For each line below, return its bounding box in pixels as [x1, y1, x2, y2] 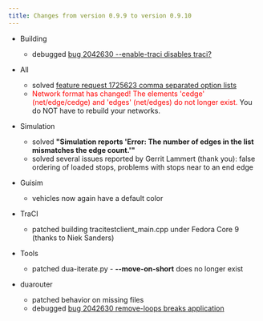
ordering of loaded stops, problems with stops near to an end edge [31, 162, 254, 172]
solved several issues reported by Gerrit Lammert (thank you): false [31, 154, 256, 163]
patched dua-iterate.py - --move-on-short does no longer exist [31, 263, 244, 273]
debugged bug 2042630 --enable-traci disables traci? [31, 49, 212, 58]
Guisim [19, 178, 43, 187]
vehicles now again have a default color [31, 193, 164, 203]
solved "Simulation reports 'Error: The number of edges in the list [31, 137, 254, 146]
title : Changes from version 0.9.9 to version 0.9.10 [8, 11, 192, 20]
